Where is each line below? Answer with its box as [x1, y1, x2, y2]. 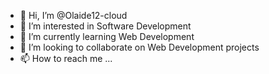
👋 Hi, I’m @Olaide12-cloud [19, 10, 128, 21]
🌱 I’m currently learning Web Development [19, 31, 195, 42]
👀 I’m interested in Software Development [19, 20, 192, 32]
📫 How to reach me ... [19, 53, 113, 64]
